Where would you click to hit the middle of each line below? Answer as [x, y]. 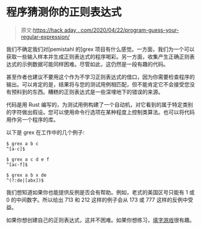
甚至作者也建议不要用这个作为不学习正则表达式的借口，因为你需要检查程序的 [100, 77]
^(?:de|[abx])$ [25, 180]
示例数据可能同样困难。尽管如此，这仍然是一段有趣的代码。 [95, 64]
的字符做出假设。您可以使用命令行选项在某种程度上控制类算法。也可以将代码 [100, 112]
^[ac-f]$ [17, 165]
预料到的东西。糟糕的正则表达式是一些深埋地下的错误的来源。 [87, 92]
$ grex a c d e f [28, 159]
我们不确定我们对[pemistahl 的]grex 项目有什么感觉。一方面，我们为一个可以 [100, 49]
